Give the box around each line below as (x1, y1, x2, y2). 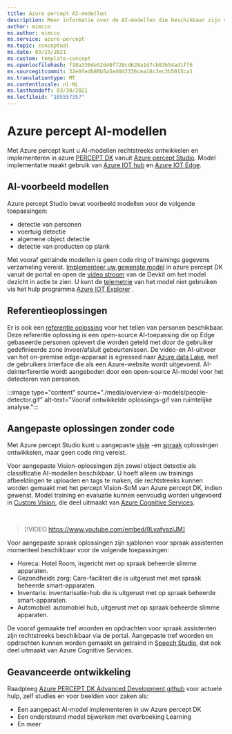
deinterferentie (7, 367, 50, 375)
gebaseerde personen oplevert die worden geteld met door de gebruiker (7, 338, 214, 346)
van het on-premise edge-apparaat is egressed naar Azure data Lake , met (7, 352, 219, 361)
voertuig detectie (17, 227, 66, 236)
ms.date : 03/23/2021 (7, 49, 67, 56)
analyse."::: (7, 402, 39, 411)
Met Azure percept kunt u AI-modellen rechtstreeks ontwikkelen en (7, 146, 199, 154)
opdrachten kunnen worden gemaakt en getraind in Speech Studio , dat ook (7, 639, 222, 647)
